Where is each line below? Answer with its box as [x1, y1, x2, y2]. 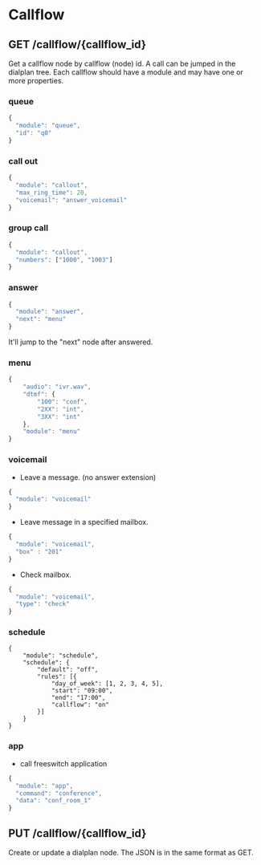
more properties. [8, 76, 64, 85]
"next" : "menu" [15, 315, 67, 323]
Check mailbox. [19, 570, 72, 579]
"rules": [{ [37, 672, 78, 681]
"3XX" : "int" [37, 412, 81, 420]
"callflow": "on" [51, 701, 110, 709]
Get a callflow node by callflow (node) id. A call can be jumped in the [8, 59, 236, 68]
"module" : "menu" [22, 428, 81, 436]
